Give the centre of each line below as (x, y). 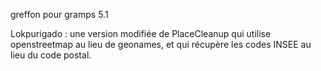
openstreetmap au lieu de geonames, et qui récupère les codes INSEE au (161, 44)
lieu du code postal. (51, 55)
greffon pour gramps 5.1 (59, 14)
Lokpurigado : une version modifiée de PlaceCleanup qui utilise (141, 33)
